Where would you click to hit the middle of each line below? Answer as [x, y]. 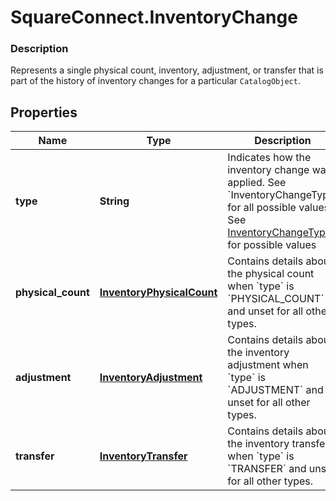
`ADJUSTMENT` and [275, 390]
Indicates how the [269, 158]
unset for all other [269, 403]
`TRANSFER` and [267, 469]
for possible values [272, 245]
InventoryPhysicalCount [158, 293]
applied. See [257, 183]
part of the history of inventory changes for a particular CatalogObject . [155, 81]
